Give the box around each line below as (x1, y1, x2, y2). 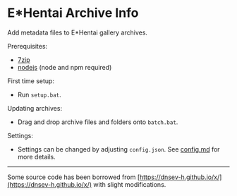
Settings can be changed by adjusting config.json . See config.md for (17, 145, 220, 153)
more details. (17, 152, 56, 161)
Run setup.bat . (17, 90, 61, 99)
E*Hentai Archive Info (7, 5, 139, 21)
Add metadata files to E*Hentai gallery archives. (7, 28, 148, 37)
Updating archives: (7, 104, 62, 112)
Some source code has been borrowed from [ (7, 173, 140, 181)
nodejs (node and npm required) (17, 63, 112, 71)
